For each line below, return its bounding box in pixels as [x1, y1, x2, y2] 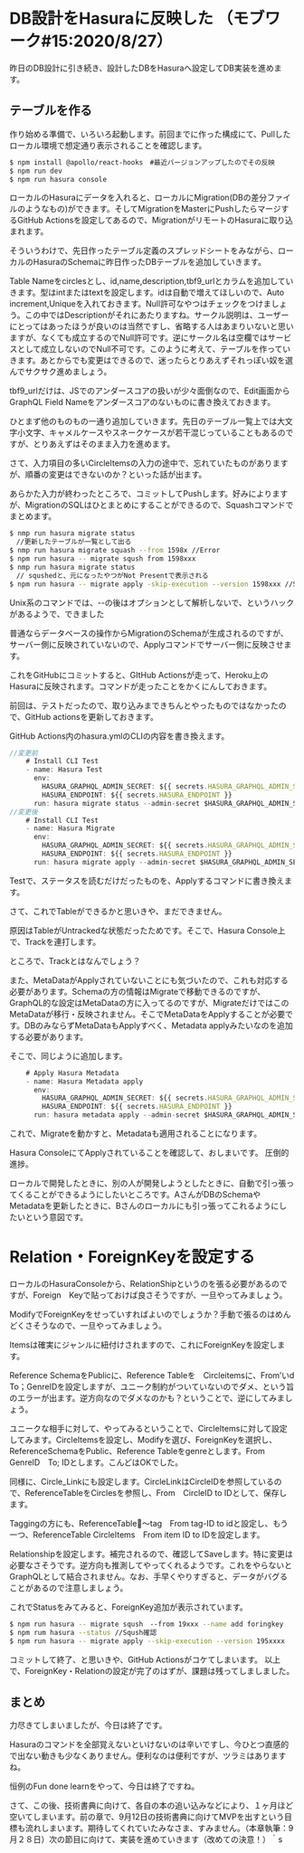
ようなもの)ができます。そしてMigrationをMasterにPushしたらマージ [24, 203, 282, 214]
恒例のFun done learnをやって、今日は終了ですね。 [9, 1781, 200, 1792]
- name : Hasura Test [25, 765, 103, 774]
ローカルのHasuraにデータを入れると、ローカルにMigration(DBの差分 [9, 192, 268, 203]
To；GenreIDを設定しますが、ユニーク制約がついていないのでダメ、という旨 [9, 1381, 295, 1392]
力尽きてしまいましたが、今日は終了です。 [9, 1720, 167, 1731]
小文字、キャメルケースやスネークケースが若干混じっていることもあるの [16, 427, 286, 439]
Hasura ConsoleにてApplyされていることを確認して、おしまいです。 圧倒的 [9, 1148, 290, 1158]
